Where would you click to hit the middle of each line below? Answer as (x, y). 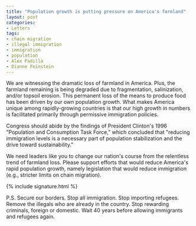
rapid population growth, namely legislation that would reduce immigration (97, 169)
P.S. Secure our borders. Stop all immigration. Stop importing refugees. (93, 198)
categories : (21, 22)
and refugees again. (30, 217)
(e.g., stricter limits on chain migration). (54, 175)
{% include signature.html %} (42, 186)
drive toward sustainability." (40, 145)
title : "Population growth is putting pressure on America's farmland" (96, 12)
